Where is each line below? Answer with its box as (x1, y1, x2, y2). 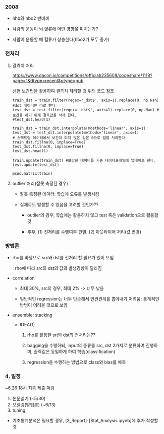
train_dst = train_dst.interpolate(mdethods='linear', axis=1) (12, 126, 146, 131)
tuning (12, 407, 26, 413)
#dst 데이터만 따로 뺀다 (12, 103, 55, 108)
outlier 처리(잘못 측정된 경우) (12, 180, 68, 186)
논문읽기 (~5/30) (12, 396, 46, 402)
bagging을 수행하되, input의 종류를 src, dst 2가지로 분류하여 (27, 342, 145, 348)
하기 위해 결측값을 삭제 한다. (24, 113, 77, 118)
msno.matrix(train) (12, 171, 53, 176)
